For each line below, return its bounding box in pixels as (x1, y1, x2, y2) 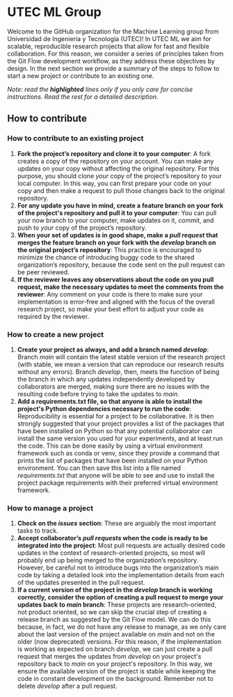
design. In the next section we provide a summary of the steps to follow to (7, 64, 220, 72)
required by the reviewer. (17, 312, 89, 320)
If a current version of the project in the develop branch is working (17, 586, 213, 594)
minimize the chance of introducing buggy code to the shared (17, 253, 195, 261)
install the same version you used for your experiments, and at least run (17, 434, 223, 442)
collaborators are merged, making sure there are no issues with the (17, 382, 210, 391)
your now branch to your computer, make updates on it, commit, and (17, 216, 214, 224)
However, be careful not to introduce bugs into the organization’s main (17, 563, 219, 572)
